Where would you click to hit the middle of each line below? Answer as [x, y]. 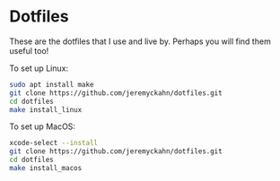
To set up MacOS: [43, 126]
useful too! [29, 50]
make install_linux [46, 109]
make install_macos [46, 168]
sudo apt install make [52, 84]
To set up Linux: [39, 68]
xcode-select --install [54, 143]
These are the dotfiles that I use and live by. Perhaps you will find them [140, 41]
